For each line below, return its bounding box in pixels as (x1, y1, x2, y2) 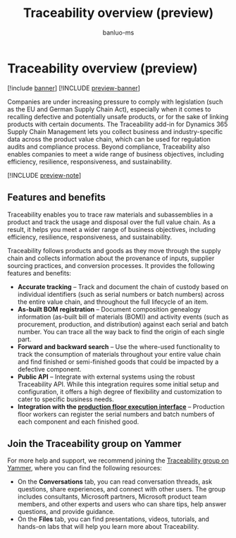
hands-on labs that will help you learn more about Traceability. (17, 522, 199, 531)
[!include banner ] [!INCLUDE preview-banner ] (7, 83, 141, 92)
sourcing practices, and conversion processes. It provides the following (7, 261, 215, 269)
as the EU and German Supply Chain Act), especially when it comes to (7, 104, 211, 114)
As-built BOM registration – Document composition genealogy (17, 305, 201, 313)
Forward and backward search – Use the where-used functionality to (17, 342, 221, 350)
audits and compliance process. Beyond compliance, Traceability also (7, 142, 210, 151)
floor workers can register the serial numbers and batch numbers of (17, 410, 215, 418)
